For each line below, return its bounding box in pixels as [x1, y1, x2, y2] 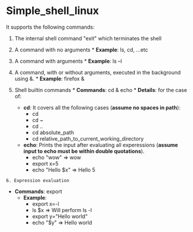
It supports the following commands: [6, 23, 95, 30]
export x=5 [32, 160, 59, 167]
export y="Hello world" [32, 213, 88, 220]
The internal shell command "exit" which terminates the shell [14, 35, 162, 42]
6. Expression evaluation [6, 178, 69, 183]
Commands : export [14, 187, 63, 195]
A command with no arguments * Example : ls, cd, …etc [14, 46, 148, 53]
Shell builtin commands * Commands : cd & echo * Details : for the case [14, 86, 188, 93]
